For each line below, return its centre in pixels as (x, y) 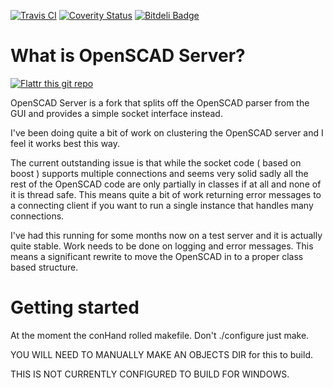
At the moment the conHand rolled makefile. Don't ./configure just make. (160, 335)
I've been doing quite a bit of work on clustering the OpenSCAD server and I (167, 132)
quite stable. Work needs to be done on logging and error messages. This (162, 246)
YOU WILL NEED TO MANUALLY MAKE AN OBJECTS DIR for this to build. (161, 354)
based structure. (44, 267)
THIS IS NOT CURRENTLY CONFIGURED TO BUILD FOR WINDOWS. (150, 374)
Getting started (75, 307)
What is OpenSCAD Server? (128, 56)
